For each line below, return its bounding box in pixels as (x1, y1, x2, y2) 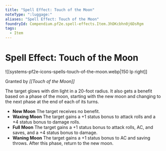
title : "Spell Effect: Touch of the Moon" (5, 7, 95, 12)
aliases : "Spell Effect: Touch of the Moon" (5, 16, 99, 21)
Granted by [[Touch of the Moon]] (5, 78, 75, 84)
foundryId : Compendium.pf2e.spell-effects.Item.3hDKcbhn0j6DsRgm (5, 21, 144, 26)
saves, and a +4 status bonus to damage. (12, 129, 98, 135)
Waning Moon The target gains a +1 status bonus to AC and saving (12, 134, 151, 140)
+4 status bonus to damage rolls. (12, 118, 81, 125)
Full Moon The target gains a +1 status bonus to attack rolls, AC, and (12, 124, 154, 130)
